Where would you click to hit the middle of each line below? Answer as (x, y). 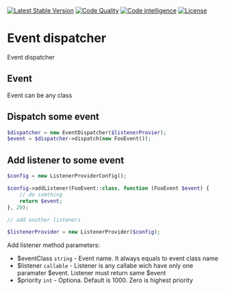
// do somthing (41, 194)
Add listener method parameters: (54, 245)
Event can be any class (40, 95)
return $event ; (41, 201)
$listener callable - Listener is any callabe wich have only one (105, 266)
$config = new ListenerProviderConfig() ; (67, 176)
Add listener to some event (66, 160)
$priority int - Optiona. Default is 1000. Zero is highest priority (105, 280)
